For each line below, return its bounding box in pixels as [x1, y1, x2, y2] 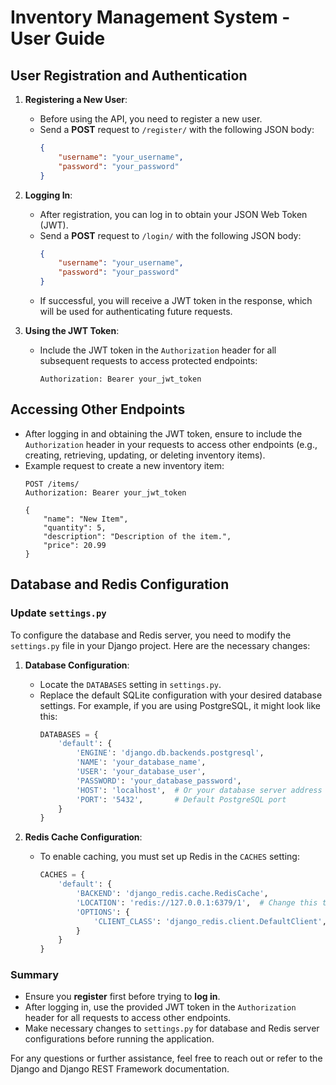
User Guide [10, 27, 106, 50]
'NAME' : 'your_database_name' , [75, 757, 207, 768]
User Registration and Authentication [10, 67, 248, 84]
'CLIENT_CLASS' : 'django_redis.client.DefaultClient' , [93, 916, 327, 926]
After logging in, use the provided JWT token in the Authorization [24, 1001, 297, 1013]
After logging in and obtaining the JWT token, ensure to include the [24, 427, 303, 440]
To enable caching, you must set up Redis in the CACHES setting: [39, 851, 300, 863]
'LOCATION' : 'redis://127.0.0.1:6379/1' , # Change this [75, 897, 318, 908]
